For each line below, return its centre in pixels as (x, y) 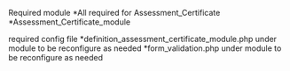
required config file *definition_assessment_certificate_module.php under (142, 39)
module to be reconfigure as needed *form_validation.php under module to (145, 48)
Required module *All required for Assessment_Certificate (114, 13)
